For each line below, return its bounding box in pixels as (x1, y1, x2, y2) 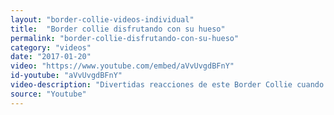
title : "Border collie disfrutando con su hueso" (10, 24, 226, 34)
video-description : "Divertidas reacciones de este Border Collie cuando (10, 80, 325, 90)
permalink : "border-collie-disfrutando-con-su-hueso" (10, 33, 240, 43)
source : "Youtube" (10, 89, 87, 99)
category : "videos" (10, 42, 92, 53)
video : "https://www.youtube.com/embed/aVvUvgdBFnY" (10, 61, 235, 71)
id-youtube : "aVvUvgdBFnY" (10, 71, 123, 81)
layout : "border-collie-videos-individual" (10, 14, 195, 25)
